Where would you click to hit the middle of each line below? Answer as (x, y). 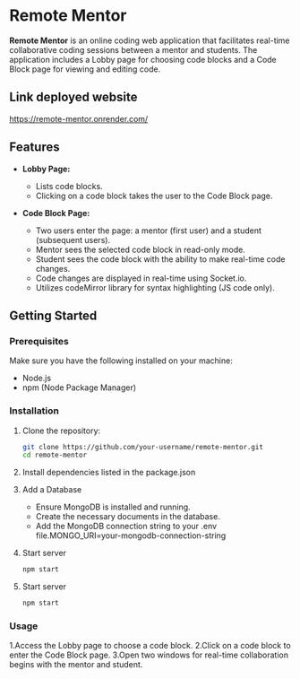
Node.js (37, 379)
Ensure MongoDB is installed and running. (113, 507)
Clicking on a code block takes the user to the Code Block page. (154, 196)
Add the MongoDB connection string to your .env (126, 527)
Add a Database (52, 490)
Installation (34, 411)
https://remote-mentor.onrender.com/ (79, 118)
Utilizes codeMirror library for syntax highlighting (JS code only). (155, 287)
